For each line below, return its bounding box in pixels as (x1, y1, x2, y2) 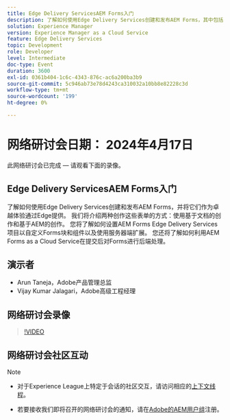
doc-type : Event (7, 61, 53, 68)
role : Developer (7, 49, 53, 56)
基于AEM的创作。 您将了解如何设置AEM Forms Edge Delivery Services (18, 220, 218, 228)
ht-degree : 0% (7, 100, 48, 106)
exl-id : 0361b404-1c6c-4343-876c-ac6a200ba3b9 (7, 73, 142, 81)
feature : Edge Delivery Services (7, 36, 103, 43)
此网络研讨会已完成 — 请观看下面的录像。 (7, 161, 125, 169)
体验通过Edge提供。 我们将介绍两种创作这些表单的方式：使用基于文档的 (12, 211, 216, 220)
